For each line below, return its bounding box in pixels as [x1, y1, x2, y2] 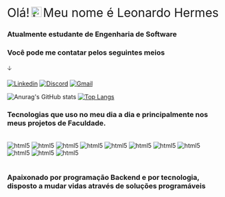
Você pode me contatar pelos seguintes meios [7, 47, 165, 57]
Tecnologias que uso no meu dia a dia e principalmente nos [7, 110, 209, 120]
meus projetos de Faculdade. [7, 118, 106, 128]
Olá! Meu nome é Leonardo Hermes [7, 5, 219, 21]
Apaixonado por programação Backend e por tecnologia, [7, 173, 200, 183]
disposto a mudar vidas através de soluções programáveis [7, 181, 206, 191]
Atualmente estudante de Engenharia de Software [7, 29, 177, 39]
